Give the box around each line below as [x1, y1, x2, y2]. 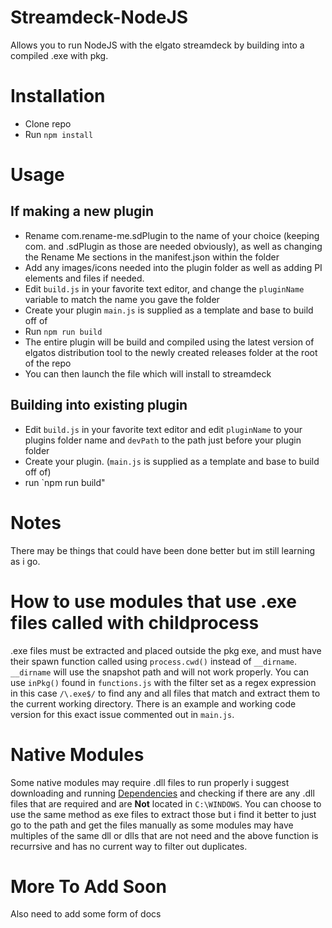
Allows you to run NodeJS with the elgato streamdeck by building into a [10, 39, 305, 51]
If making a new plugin [10, 203, 155, 220]
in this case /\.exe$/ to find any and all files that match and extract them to [10, 687, 321, 699]
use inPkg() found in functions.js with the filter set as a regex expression [10, 676, 317, 688]
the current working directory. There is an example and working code [10, 697, 297, 710]
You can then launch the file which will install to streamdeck [24, 367, 272, 380]
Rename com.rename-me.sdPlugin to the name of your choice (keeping [24, 229, 320, 241]
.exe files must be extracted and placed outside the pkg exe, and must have [10, 644, 322, 656]
